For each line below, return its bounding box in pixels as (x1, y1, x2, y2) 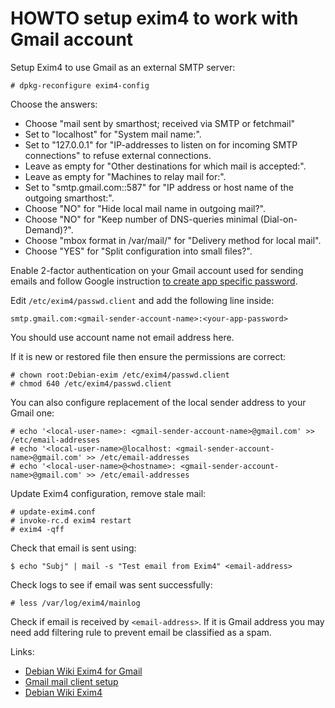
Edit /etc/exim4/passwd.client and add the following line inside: (10, 294, 275, 306)
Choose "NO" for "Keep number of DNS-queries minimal (24, 213, 258, 225)
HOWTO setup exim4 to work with (10, 7, 299, 30)
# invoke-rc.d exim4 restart (10, 515, 132, 526)
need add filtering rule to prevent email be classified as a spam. (10, 626, 272, 638)
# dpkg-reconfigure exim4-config (10, 80, 150, 91)
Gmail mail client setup (24, 675, 119, 687)
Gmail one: (10, 407, 55, 419)
